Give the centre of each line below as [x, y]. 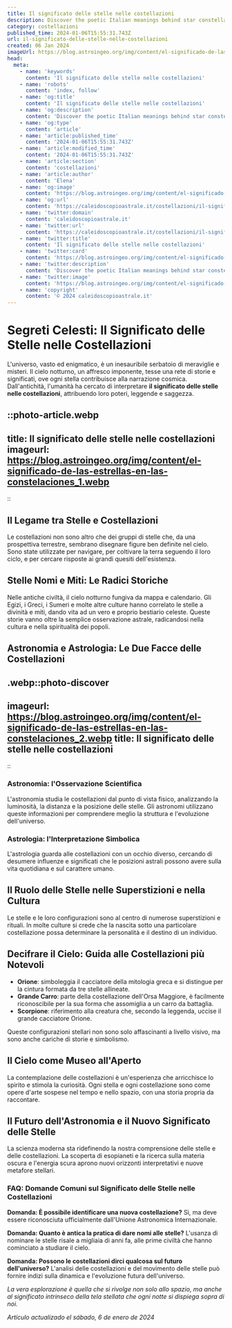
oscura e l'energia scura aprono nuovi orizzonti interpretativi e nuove [105, 1163]
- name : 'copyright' [49, 290]
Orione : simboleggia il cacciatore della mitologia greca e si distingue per [120, 981]
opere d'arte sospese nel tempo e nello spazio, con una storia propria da [110, 1092]
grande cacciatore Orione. [55, 1018]
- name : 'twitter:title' [55, 238]
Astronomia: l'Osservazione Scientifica [75, 784]
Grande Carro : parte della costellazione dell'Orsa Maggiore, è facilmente [120, 996]
